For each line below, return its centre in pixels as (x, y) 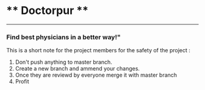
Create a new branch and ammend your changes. (77, 69)
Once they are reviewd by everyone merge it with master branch (96, 75)
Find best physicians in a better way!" (63, 37)
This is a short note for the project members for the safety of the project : (99, 50)
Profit (22, 81)
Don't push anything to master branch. (64, 62)
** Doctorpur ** (47, 11)
